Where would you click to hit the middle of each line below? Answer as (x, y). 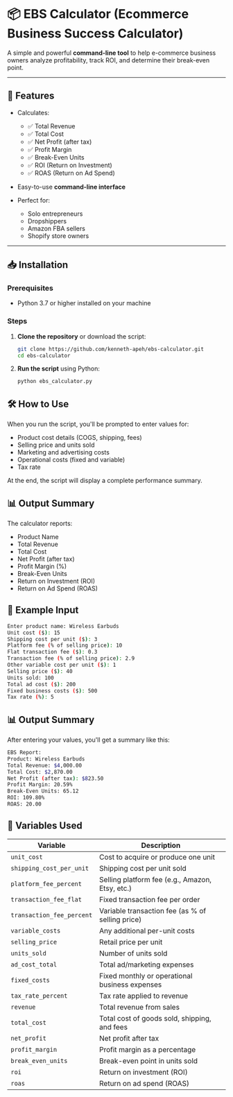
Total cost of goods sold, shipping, (155, 1018)
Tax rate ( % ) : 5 (31, 697)
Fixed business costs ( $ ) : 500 (52, 691)
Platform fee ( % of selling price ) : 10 (65, 646)
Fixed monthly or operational (146, 976)
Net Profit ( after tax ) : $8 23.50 (55, 779)
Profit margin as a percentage (148, 1049)
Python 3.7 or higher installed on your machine (84, 303)
